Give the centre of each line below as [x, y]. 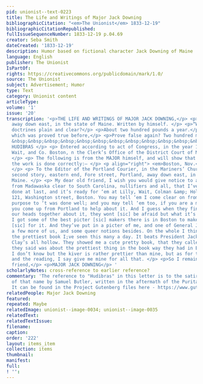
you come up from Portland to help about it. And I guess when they [100, 209]
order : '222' [23, 338]
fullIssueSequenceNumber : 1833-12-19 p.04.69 [64, 34]
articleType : [23, 102]
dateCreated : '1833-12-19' [40, 46]
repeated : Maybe [27, 304]
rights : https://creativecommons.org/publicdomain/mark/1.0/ [85, 74]
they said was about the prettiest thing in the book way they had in [102, 248]
